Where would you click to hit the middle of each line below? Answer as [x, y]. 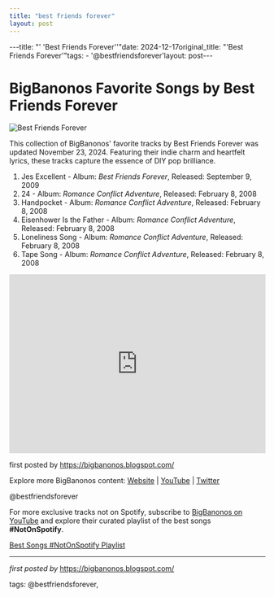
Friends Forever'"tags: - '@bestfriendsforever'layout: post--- [111, 55]
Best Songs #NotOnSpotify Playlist [67, 545]
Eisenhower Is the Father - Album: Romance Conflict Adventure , [128, 220]
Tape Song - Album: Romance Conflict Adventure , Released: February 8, [143, 255]
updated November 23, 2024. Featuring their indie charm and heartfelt [127, 152]
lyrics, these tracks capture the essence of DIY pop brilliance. [113, 161]
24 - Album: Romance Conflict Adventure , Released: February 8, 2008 [139, 194]
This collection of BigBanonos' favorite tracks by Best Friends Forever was [134, 144]
